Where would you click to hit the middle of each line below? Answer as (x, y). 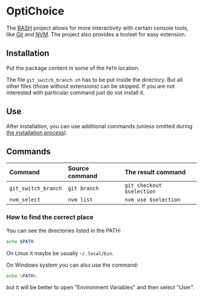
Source (79, 169)
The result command (155, 172)
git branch (83, 188)
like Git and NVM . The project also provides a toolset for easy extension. (96, 34)
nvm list (80, 200)
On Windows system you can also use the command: (72, 265)
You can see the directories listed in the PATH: (64, 230)
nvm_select (25, 200)
